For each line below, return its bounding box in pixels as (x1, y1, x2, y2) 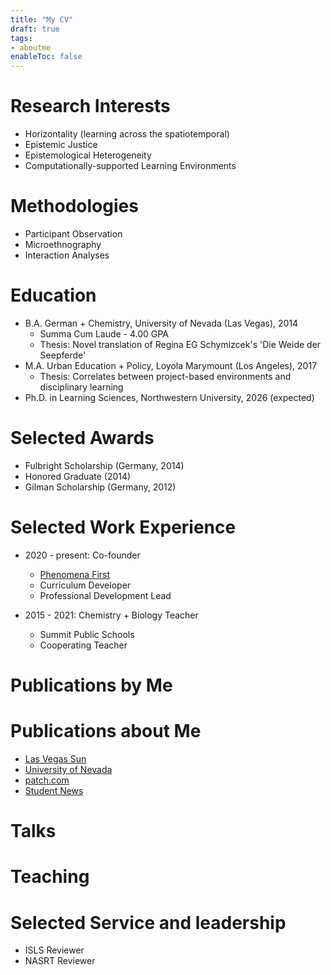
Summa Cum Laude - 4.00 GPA (39, 327, 169, 340)
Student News (24, 784, 84, 796)
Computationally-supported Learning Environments (24, 160, 237, 172)
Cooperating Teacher (39, 639, 128, 651)
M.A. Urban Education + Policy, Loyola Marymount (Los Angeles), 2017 (24, 359, 318, 371)
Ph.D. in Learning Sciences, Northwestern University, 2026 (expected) (24, 391, 315, 403)
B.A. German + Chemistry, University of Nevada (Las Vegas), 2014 (24, 317, 299, 329)
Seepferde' (39, 349, 87, 361)
